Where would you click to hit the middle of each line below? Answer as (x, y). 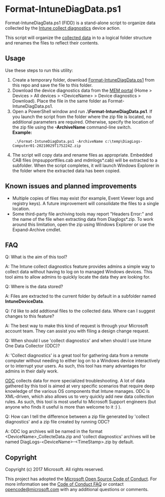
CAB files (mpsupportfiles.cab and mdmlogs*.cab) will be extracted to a (85, 160)
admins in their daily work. (32, 371)
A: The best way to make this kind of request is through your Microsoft (77, 326)
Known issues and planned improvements (71, 186)
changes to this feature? (30, 316)
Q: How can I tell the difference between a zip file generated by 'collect (77, 416)
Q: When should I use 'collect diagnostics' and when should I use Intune (78, 341)
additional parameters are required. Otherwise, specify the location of (83, 122)
